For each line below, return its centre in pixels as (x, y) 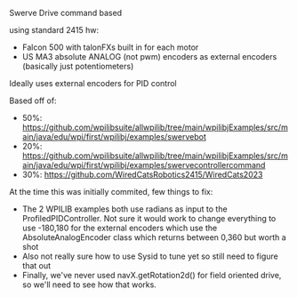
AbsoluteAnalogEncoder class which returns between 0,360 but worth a (154, 237)
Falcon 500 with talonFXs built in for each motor (110, 47)
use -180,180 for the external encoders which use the (120, 228)
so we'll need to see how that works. (89, 285)
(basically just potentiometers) (78, 66)
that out (36, 265)
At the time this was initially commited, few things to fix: (111, 192)
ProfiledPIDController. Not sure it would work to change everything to (149, 218)
